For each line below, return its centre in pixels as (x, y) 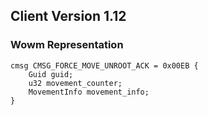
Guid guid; (51, 74)
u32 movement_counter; (75, 83)
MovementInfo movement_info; (89, 92)
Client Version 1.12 (68, 16)
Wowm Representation (67, 45)
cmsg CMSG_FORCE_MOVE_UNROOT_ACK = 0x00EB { (104, 65)
